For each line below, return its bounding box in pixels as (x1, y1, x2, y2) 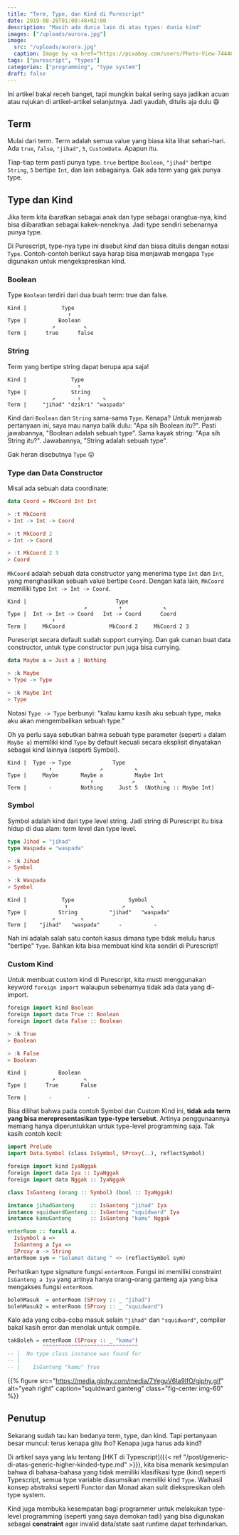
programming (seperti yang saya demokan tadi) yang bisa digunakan (22, 1511, 225, 1520)
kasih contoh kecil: (7, 1130, 63, 1138)
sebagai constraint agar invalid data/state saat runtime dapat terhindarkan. (7, 1519, 228, 1528)
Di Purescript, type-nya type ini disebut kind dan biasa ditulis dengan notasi (7, 242, 230, 250)
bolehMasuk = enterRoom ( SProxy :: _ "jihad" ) (7, 1296, 152, 1303)
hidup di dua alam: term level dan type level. (7, 824, 137, 832)
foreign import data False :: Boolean (7, 1018, 122, 1025)
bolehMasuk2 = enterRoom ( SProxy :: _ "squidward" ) (7, 1303, 164, 1310)
